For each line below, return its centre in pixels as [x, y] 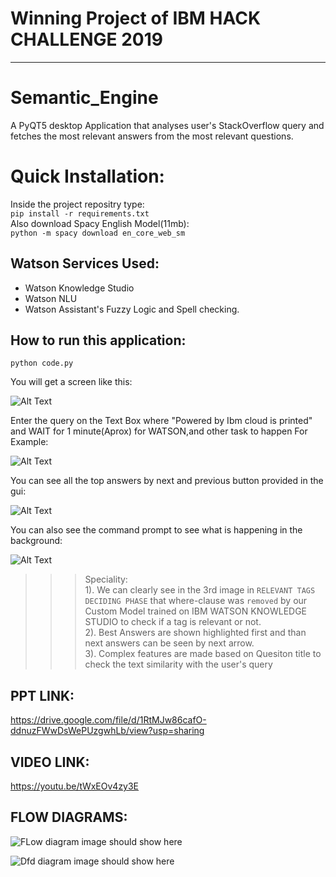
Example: [29, 442]
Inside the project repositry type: [77, 204]
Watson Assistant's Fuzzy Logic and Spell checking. [132, 309]
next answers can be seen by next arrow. [169, 643]
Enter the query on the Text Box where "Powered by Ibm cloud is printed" [161, 421]
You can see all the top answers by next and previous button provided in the [167, 481]
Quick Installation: [87, 176]
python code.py [42, 363]
